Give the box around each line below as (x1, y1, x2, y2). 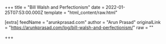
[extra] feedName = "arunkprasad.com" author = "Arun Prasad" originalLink (4, 19, 161, 25)
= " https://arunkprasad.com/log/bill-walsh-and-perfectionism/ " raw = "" (4, 24, 153, 30)
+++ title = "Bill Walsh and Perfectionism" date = (4, 4, 105, 10)
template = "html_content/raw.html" (44, 9, 118, 15)
